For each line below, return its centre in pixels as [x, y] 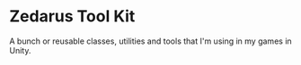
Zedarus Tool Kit [72, 16]
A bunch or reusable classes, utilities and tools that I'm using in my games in [150, 41]
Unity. [20, 50]
